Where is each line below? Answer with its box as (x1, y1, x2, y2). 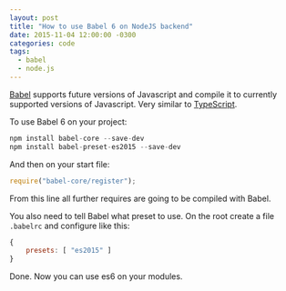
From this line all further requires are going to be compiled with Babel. (9, 193, 271, 204)
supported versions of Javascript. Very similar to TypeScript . (9, 98, 238, 109)
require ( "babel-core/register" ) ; (9, 176, 137, 186)
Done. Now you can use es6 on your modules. (9, 271, 183, 282)
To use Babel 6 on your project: (9, 115, 128, 127)
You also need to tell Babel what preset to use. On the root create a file (9, 210, 275, 221)
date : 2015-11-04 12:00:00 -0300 (9, 30, 137, 39)
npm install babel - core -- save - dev (9, 134, 145, 143)
